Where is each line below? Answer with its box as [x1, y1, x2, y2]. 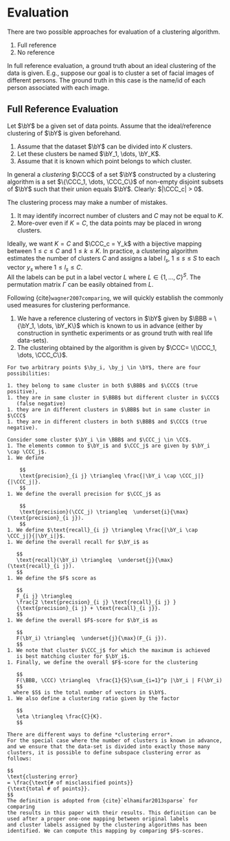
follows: [7, 755, 32, 762]
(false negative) [16, 400, 67, 407]
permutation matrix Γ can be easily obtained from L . [7, 281, 154, 288]
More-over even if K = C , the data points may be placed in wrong [16, 219, 202, 227]
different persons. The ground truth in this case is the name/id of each [7, 76, 206, 84]
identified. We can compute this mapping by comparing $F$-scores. [7, 827, 205, 834]
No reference [16, 48, 55, 56]
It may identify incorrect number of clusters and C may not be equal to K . [16, 211, 224, 219]
